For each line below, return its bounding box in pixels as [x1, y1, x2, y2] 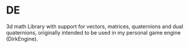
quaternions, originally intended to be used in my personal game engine [6, 29, 181, 36]
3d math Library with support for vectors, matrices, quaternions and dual [6, 23, 184, 30]
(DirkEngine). [6, 35, 38, 42]
